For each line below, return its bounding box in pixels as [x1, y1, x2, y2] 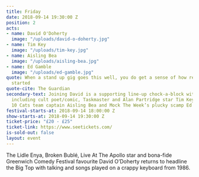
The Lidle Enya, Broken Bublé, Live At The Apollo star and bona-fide [6, 152, 172, 159]
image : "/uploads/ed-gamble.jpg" [11, 69, 94, 75]
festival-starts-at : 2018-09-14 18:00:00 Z [6, 108, 115, 114]
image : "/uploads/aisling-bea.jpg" [11, 58, 99, 64]
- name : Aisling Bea [6, 53, 57, 59]
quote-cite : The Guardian [6, 86, 70, 92]
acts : [6, 25, 20, 31]
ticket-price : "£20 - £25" [6, 119, 73, 125]
